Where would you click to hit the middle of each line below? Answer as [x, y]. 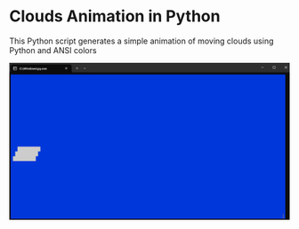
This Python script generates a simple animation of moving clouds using [141, 41]
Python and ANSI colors [53, 50]
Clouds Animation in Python [115, 16]
